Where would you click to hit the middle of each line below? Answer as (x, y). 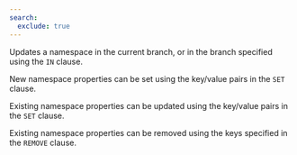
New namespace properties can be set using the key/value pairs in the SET (147, 78)
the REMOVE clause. (43, 142)
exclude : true (44, 26)
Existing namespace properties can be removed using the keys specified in (148, 132)
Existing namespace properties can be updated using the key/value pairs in (149, 105)
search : (24, 18)
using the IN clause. (46, 61)
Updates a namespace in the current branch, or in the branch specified (141, 51)
